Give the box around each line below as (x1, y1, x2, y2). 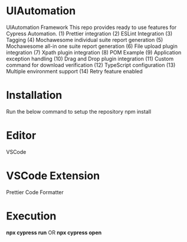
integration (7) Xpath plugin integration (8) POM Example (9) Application (6, 49, 182, 56)
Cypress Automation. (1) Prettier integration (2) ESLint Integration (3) (6, 30, 173, 37)
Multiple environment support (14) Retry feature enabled (6, 67, 143, 75)
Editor (6, 129, 37, 143)
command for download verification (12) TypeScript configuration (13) (6, 61, 176, 69)
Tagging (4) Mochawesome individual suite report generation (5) (6, 36, 163, 43)
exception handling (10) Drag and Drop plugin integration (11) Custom (6, 55, 174, 62)
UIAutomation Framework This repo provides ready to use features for (6, 24, 177, 31)
